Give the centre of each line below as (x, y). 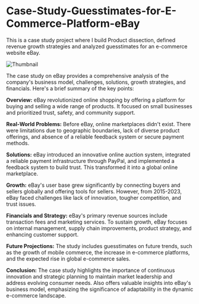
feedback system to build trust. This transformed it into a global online (92, 167)
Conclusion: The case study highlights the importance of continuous (91, 270)
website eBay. (23, 52)
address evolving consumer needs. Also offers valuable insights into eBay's (99, 283)
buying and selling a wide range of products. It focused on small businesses (99, 106)
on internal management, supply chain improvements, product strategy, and (99, 228)
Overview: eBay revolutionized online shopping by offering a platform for (96, 100)
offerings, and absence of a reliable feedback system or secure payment (95, 137)
